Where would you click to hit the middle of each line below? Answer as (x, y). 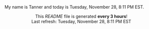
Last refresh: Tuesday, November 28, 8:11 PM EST (81, 22)
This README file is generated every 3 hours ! (81, 16)
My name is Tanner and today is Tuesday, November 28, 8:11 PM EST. (74, 7)
